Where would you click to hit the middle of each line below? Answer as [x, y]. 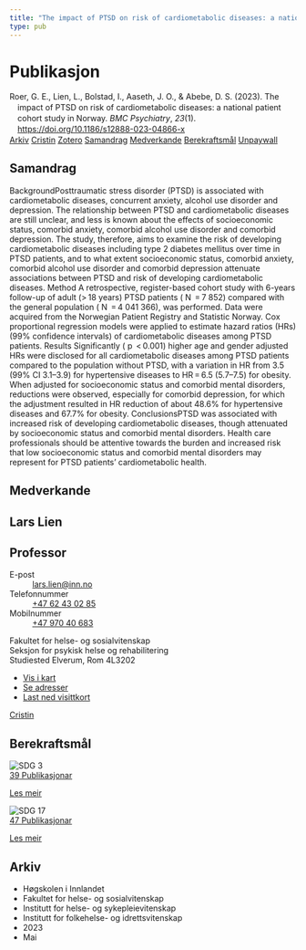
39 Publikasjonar [41, 776]
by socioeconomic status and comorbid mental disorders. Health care [140, 433]
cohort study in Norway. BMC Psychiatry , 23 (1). [107, 119]
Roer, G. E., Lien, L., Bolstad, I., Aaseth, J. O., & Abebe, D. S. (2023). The [144, 97]
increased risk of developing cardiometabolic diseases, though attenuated [149, 423]
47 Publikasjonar [41, 820]
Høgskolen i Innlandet [63, 889]
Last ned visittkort [56, 697]
